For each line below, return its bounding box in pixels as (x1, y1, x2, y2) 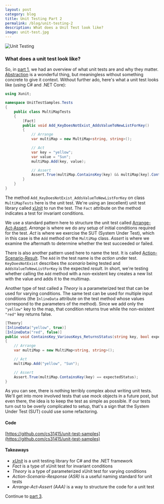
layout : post (5, 7, 32, 12)
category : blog (5, 12, 36, 17)
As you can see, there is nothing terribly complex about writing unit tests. (5, 388, 152, 394)
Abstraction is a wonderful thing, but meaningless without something (5, 72, 144, 78)
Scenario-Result (5, 255, 38, 261)
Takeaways (5, 447, 29, 453)
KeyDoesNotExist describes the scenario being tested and (5, 260, 121, 266)
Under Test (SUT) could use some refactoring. (5, 408, 99, 415)
